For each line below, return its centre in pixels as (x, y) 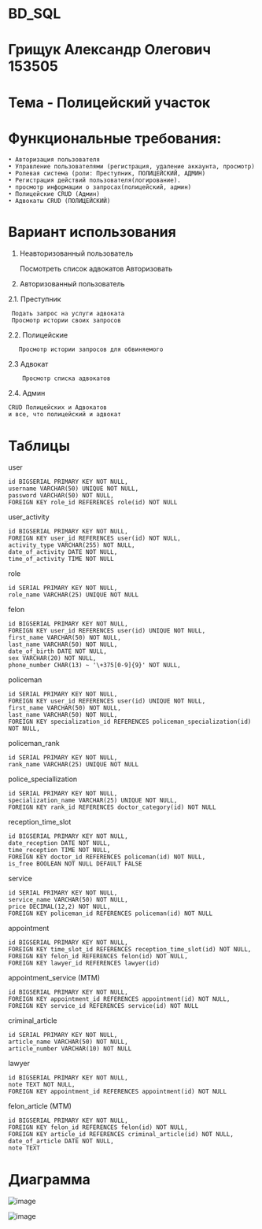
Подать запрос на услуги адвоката (68, 314)
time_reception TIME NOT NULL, (59, 851)
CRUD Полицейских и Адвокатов (58, 408)
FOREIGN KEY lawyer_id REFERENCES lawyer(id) (84, 963)
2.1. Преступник (35, 299)
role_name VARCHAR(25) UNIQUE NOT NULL (74, 595)
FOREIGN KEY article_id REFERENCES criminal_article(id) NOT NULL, (121, 1135)
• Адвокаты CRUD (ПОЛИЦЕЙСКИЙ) (59, 201)
